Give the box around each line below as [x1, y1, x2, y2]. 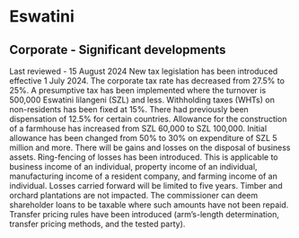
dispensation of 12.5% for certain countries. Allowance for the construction [9, 114, 287, 124]
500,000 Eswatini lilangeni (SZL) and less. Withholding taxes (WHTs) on [9, 94, 276, 105]
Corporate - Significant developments [9, 42, 226, 57]
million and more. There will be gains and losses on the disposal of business [9, 142, 291, 153]
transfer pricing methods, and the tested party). [9, 218, 186, 229]
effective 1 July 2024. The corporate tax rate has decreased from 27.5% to [9, 75, 286, 86]
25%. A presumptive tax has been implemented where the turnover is [9, 85, 267, 95]
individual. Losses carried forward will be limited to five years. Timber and [9, 181, 283, 190]
